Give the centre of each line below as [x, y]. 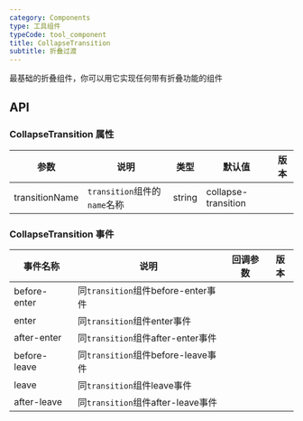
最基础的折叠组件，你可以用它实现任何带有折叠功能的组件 [116, 79]
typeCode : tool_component [58, 34]
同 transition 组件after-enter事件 [147, 338]
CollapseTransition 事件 [62, 234]
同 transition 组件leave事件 [135, 386]
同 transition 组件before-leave [142, 355]
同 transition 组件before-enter [142, 291]
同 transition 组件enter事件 [135, 322]
